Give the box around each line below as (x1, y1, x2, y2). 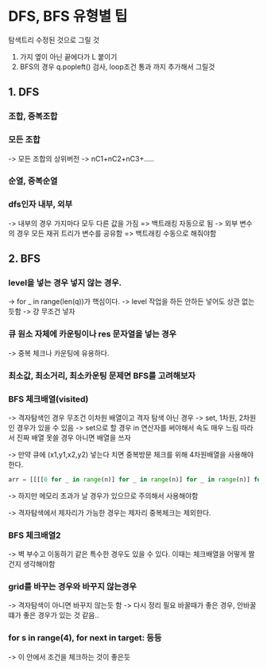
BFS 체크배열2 (8, 530, 61, 541)
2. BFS (8, 252, 41, 266)
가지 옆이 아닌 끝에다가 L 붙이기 (19, 52, 118, 61)
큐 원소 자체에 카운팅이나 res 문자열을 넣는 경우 (8, 329, 177, 340)
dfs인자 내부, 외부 (8, 199, 73, 210)
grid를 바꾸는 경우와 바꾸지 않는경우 (8, 581, 137, 593)
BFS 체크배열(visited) (8, 393, 89, 404)
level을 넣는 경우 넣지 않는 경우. (8, 278, 122, 289)
